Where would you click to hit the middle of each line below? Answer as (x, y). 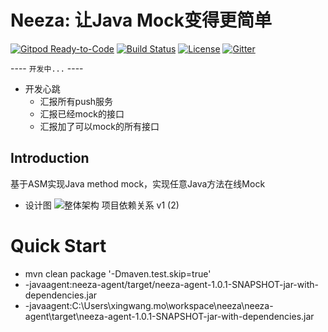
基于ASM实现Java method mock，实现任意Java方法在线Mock (138, 183)
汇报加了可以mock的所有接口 (99, 126)
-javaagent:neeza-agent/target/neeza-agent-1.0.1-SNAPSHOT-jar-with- (171, 284)
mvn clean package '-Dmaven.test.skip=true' (118, 273)
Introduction (50, 158)
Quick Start (58, 245)
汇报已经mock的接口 (82, 113)
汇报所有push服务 (76, 101)
